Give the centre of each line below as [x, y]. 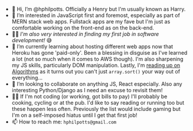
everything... [27, 78]
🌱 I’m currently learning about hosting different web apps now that [92, 46]
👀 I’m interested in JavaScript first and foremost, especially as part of [96, 15]
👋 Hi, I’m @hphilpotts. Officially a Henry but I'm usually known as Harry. [99, 9]
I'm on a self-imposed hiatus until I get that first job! [74, 115]
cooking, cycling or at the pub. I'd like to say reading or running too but [98, 103]
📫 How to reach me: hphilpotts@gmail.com [64, 122]
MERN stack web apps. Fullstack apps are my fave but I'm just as [91, 21]
